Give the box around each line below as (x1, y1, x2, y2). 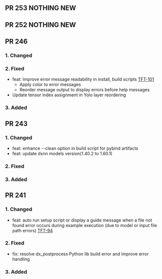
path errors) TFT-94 (12, 227, 53, 233)
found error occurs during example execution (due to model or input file (12, 222, 158, 228)
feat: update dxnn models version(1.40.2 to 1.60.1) (12, 151, 113, 156)
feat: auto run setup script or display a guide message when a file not (12, 217, 153, 223)
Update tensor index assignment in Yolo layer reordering (12, 92, 126, 98)
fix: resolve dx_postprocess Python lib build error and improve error (12, 251, 149, 257)
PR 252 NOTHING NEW (5, 21, 76, 29)
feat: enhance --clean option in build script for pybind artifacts (12, 145, 139, 151)
